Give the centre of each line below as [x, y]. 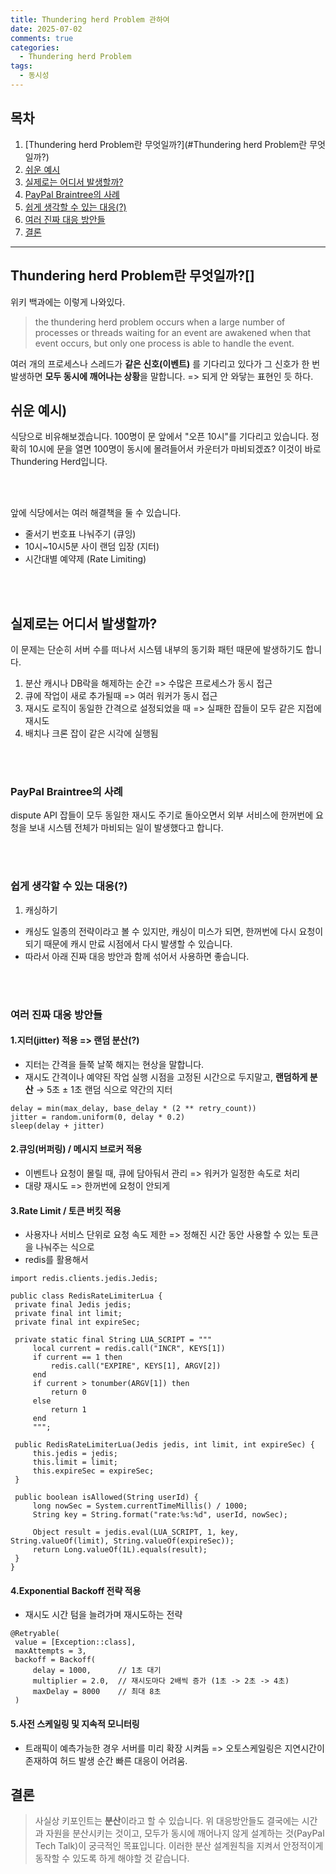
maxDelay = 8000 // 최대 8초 [97, 1692]
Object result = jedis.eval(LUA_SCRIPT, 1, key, [136, 1532]
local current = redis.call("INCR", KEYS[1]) [129, 1349]
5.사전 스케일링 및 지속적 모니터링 [75, 1724]
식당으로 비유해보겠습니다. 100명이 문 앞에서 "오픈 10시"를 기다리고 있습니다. [159, 437]
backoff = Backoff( [55, 1660]
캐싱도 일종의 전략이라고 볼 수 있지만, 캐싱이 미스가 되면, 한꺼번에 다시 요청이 [174, 931]
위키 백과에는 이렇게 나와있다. [68, 302]
